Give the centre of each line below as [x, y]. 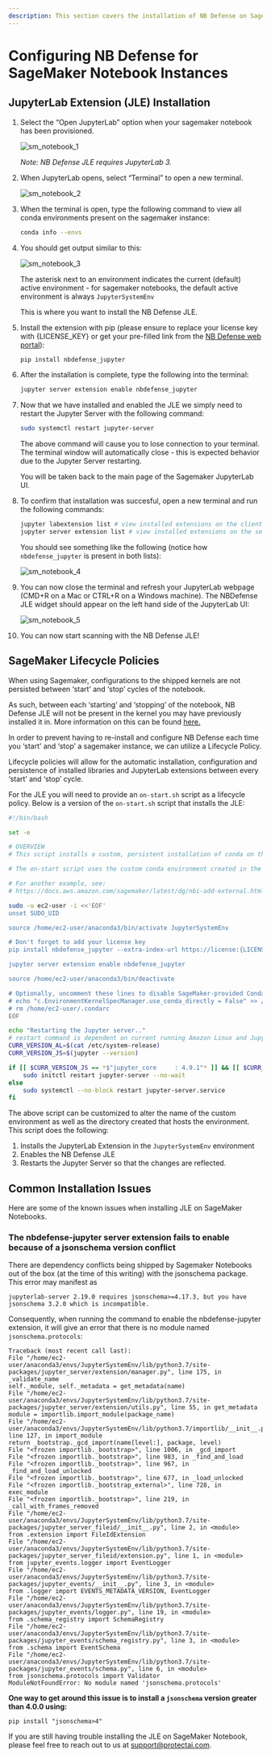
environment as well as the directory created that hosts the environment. [129, 1122]
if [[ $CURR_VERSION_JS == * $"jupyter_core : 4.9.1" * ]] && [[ [124, 1068]
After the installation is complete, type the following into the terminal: [134, 375]
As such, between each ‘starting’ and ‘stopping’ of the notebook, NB [122, 704]
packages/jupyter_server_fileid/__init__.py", [88, 1528]
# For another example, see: [57, 884]
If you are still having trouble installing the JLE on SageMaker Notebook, [128, 1736]
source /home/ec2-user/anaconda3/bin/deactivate [92, 979]
